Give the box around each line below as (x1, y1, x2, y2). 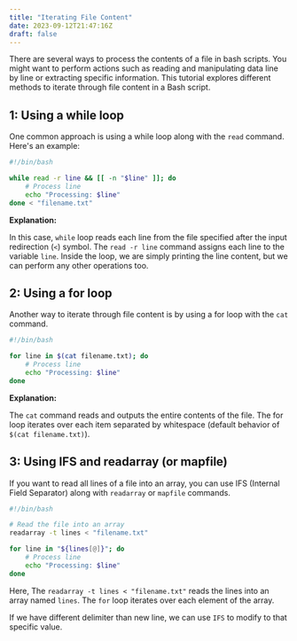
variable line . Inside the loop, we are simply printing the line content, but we (9, 250, 288, 262)
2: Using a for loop (9, 285, 113, 301)
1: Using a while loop (9, 107, 124, 122)
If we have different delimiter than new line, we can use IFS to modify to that (9, 612, 288, 622)
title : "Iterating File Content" (9, 12, 133, 22)
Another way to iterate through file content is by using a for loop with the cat (9, 309, 289, 320)
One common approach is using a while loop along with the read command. (9, 131, 285, 142)
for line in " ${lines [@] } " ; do (9, 544, 125, 554)
